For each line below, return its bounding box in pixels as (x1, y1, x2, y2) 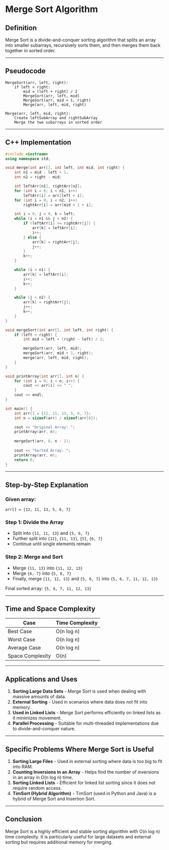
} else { (23, 235, 42, 240)
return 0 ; (14, 457, 35, 462)
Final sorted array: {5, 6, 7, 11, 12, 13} (5, 585, 92, 591)
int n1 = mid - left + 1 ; (14, 170, 69, 175)
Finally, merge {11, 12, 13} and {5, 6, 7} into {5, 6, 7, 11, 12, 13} (12, 575, 158, 581)
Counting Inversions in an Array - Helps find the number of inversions (12, 769, 159, 775)
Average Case (8, 644, 41, 651)
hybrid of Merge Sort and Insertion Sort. (12, 796, 96, 802)
